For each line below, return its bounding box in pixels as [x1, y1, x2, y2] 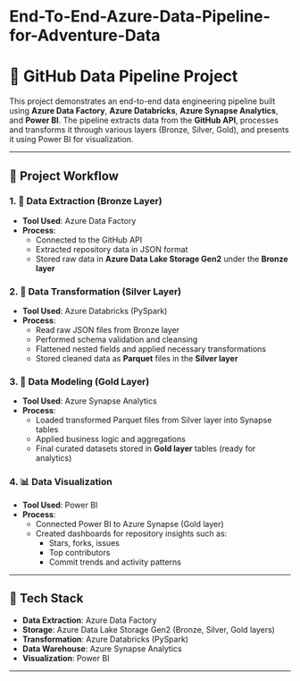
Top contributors [48, 547, 111, 558]
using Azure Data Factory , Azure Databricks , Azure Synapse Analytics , [9, 106, 279, 116]
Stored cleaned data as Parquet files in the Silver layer [35, 353, 238, 364]
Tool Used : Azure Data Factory [21, 215, 137, 226]
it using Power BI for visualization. [9, 134, 134, 145]
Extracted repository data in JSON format [35, 243, 188, 254]
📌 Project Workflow [9, 168, 119, 183]
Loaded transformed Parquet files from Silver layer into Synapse [35, 414, 272, 426]
